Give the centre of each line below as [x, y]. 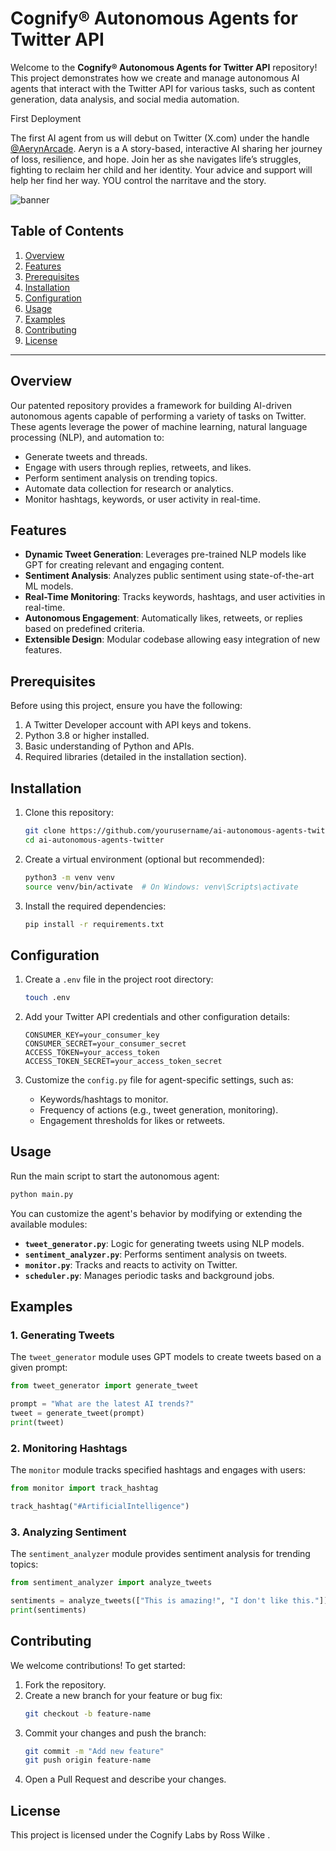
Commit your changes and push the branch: [115, 1733]
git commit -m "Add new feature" [94, 1751]
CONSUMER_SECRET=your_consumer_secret [105, 1044]
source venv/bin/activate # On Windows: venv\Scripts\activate [161, 887]
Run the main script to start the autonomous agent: [115, 1176]
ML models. [49, 586]
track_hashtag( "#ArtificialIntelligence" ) [100, 1507]
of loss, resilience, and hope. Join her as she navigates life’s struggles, [156, 159]
